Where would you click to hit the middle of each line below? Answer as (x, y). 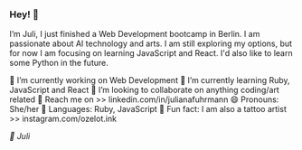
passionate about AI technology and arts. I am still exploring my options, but (151, 43)
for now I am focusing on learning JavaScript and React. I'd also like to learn (151, 53)
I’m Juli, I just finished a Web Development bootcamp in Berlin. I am (135, 34)
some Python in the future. (59, 63)
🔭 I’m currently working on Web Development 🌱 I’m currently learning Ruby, (150, 80)
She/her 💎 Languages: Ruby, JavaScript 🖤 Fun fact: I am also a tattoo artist (148, 109)
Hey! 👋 (24, 14)
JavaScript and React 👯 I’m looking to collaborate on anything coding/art (145, 90)
